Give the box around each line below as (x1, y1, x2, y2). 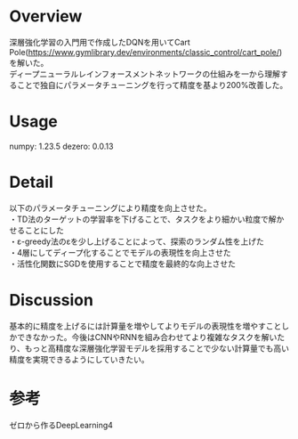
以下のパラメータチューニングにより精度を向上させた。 (9, 202, 212, 213)
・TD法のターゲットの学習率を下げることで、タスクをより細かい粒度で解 (9, 214, 277, 224)
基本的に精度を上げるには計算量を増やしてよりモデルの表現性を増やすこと (9, 321, 282, 331)
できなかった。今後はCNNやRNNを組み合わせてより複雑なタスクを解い (16, 331, 278, 342)
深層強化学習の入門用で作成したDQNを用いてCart (9, 37, 191, 47)
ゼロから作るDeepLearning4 (9, 419, 114, 430)
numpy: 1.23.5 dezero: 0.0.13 (9, 141, 114, 151)
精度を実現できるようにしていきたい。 (9, 354, 149, 364)
